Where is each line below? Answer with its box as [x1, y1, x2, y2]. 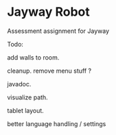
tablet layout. [7, 106, 45, 114]
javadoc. [7, 79, 32, 88]
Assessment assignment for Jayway [7, 27, 110, 35]
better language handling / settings [7, 119, 106, 127]
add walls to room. [7, 53, 60, 62]
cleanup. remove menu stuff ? [7, 66, 91, 75]
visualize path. [7, 93, 48, 101]
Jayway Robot [7, 4, 91, 20]
